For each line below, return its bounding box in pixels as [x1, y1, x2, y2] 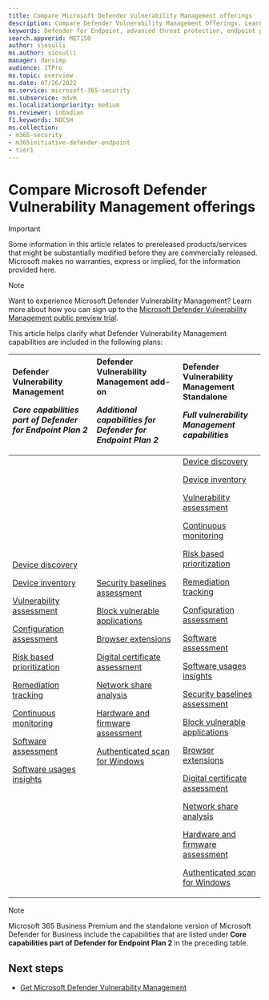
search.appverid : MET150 [8, 34, 91, 43]
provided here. [8, 265, 57, 275]
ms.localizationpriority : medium [8, 101, 120, 109]
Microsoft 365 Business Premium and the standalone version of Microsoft [8, 921, 251, 931]
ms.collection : [8, 123, 59, 132]
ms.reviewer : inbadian [8, 109, 84, 117]
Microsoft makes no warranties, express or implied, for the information [8, 257, 241, 266]
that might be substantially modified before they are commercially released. [8, 248, 258, 257]
